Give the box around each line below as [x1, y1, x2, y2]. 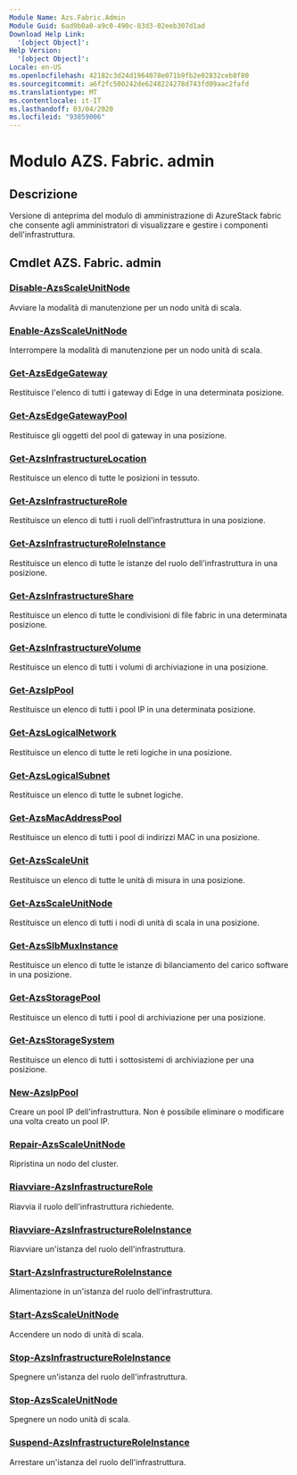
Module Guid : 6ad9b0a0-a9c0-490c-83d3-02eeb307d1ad [9, 21, 205, 30]
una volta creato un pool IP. [9, 1116, 110, 1127]
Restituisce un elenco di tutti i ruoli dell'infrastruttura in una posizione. [9, 515, 266, 526]
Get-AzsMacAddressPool [9, 812, 122, 824]
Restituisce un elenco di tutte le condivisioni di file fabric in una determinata [9, 609, 288, 621]
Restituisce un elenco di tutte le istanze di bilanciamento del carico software [9, 960, 289, 971]
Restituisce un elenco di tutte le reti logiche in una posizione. [9, 746, 233, 757]
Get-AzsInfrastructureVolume [9, 641, 142, 654]
